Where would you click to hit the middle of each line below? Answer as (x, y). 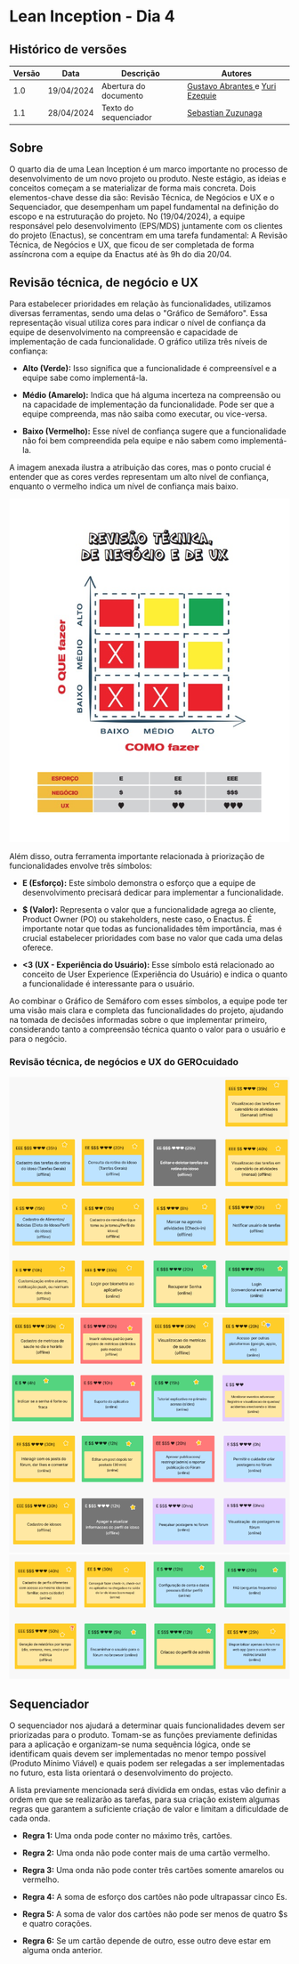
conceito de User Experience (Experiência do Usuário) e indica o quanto (154, 974)
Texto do (117, 108)
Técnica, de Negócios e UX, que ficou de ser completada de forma (132, 245)
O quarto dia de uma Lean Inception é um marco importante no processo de (149, 169)
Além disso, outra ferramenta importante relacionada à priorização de (137, 856)
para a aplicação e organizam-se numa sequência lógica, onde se (130, 1745)
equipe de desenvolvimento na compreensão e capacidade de (124, 332)
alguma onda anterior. (62, 1951)
